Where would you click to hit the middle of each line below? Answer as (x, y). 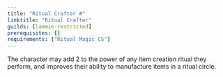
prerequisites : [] (34, 33)
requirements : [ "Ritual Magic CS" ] (59, 40)
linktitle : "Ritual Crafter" (49, 20)
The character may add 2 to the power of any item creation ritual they (107, 59)
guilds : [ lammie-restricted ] (49, 26)
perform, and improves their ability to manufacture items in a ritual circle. (112, 67)
